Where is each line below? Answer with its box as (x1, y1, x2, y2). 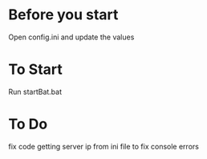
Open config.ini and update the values (8, 32, 135, 42)
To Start (8, 60, 63, 79)
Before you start (8, 6, 119, 24)
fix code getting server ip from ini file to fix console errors (8, 141, 199, 151)
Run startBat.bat (8, 87, 63, 96)
